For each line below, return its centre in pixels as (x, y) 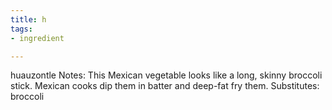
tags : (21, 29)
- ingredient (37, 38)
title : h (28, 19)
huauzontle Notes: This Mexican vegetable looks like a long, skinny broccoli (166, 75)
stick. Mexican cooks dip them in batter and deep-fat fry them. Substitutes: (165, 86)
